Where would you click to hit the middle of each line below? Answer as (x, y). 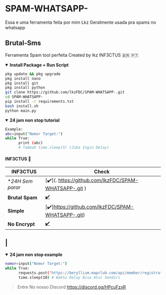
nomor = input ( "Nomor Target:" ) (36, 264)
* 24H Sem (20, 181)
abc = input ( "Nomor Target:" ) (34, 134)
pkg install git (22, 83)
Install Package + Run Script (39, 65)
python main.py (21, 111)
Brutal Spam (22, 197)
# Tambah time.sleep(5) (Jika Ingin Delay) (64, 148)
